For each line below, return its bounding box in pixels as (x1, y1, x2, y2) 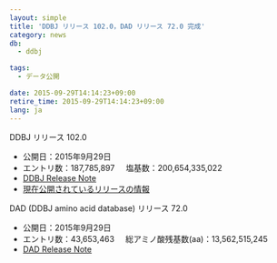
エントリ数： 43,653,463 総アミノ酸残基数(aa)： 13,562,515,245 (22, 233, 268, 244)
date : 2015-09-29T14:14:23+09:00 (9, 88, 136, 97)
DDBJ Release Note (22, 172, 97, 183)
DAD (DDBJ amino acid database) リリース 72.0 (9, 202, 188, 214)
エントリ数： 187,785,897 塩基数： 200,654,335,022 (22, 162, 223, 173)
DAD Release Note (22, 243, 93, 255)
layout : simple (9, 13, 67, 23)
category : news (9, 30, 67, 39)
